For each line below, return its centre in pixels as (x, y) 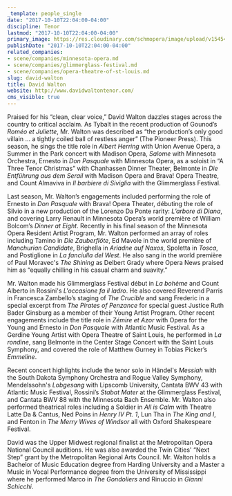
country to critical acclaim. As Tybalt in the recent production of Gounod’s (112, 124)
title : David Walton (37, 84)
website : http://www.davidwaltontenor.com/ (71, 91)
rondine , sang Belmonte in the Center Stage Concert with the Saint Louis (110, 342)
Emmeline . (22, 357)
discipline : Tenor (33, 26)
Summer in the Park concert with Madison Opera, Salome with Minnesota (112, 154)
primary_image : (29, 39)
